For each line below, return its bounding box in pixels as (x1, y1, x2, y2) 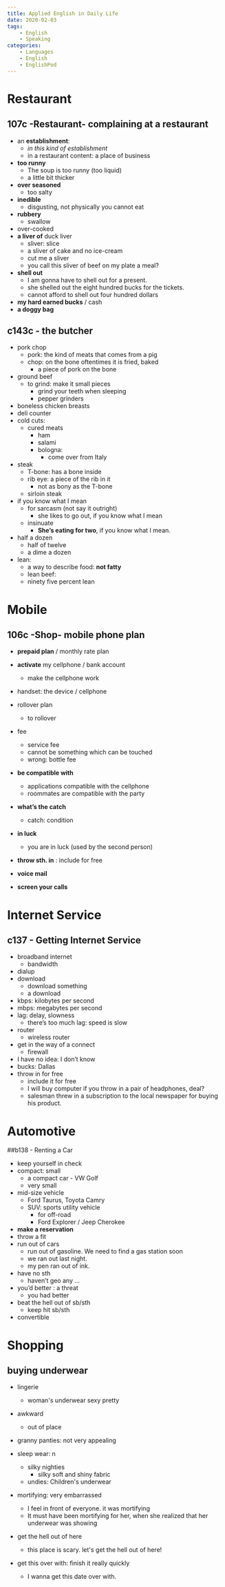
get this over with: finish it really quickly (17, 1559, 130, 1568)
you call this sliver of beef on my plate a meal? (27, 261, 160, 269)
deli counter (17, 409, 52, 418)
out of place (27, 1423, 62, 1431)
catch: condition (27, 816, 74, 824)
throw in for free (17, 1069, 63, 1078)
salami (37, 438, 56, 447)
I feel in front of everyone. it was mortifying (27, 1504, 150, 1513)
